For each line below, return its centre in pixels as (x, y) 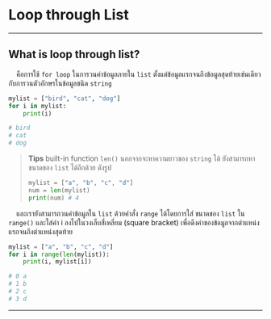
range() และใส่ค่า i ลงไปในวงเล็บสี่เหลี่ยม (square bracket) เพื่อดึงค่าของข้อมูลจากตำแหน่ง (134, 222)
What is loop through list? (74, 55)
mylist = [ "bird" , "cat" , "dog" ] (65, 99)
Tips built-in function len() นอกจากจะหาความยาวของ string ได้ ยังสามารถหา (142, 158)
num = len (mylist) (59, 190)
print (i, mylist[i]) (57, 262)
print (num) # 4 (54, 198)
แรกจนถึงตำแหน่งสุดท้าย (40, 231)
